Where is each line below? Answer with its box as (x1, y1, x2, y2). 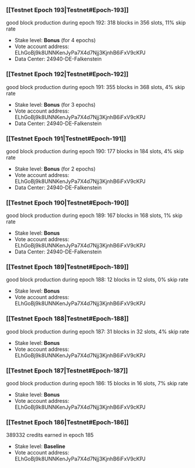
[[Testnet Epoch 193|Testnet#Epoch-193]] (6, 6, 129, 14)
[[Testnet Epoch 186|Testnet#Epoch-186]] (6, 418, 129, 426)
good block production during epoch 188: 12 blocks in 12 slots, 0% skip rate (6, 276, 189, 283)
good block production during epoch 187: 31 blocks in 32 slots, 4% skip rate (6, 328, 189, 335)
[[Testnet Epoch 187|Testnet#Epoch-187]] (6, 367, 128, 375)
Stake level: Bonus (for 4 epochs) (14, 37, 96, 44)
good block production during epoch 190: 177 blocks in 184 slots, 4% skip (6, 147, 184, 155)
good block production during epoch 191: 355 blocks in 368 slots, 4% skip (6, 83, 185, 90)
